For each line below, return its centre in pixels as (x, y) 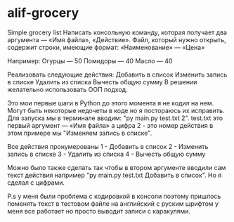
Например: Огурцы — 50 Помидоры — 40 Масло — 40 (90, 60)
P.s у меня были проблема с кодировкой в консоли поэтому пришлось (114, 196)
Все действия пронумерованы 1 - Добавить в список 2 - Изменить (108, 146)
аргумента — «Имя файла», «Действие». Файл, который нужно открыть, (117, 39)
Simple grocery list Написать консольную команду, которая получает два (117, 32)
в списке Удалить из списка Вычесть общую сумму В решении (102, 81)
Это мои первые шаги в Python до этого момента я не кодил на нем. (111, 103)
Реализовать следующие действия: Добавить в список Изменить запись (117, 74)
